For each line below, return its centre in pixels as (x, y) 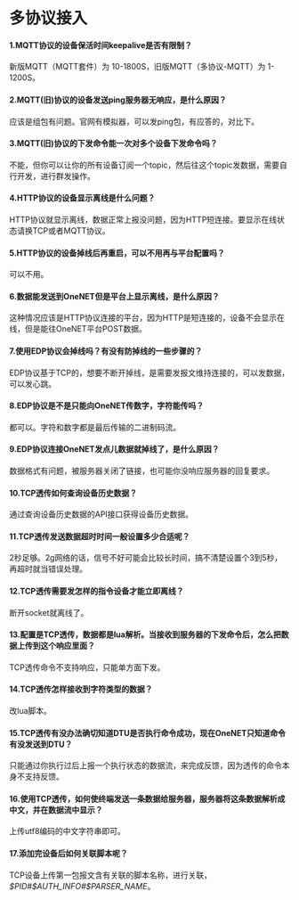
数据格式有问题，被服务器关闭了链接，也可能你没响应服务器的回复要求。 (141, 471)
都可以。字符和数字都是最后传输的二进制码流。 (95, 427)
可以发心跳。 (32, 383)
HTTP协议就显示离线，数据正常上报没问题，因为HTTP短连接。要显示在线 (143, 220)
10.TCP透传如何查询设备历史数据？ (73, 493)
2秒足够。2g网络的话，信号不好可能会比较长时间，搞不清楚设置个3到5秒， (146, 558)
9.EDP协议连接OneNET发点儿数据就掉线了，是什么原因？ (114, 449)
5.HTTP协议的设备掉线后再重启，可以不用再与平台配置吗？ (117, 253)
